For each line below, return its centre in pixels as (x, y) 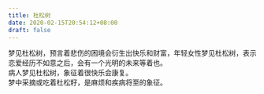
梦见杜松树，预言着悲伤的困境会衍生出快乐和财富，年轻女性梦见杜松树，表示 (132, 53)
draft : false (30, 30)
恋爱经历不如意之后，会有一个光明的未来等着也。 (87, 63)
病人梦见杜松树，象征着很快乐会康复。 (70, 73)
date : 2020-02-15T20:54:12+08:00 (63, 23)
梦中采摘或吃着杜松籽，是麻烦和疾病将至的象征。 (87, 82)
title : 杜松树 (30, 15)
